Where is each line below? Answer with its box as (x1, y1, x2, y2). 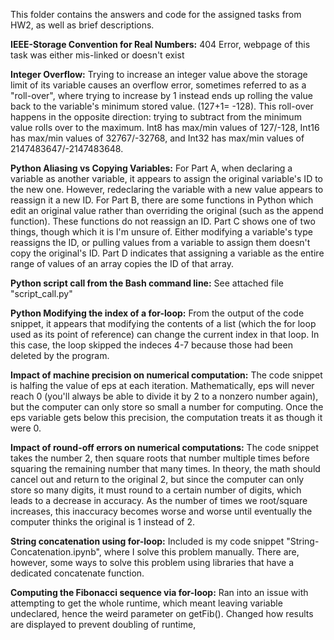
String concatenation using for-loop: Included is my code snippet (10, 535, 285, 547)
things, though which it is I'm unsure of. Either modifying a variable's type (10, 226, 313, 238)
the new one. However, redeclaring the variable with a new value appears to (10, 184, 324, 195)
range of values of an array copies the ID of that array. (10, 258, 235, 269)
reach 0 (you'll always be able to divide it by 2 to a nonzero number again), (10, 390, 319, 402)
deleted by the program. (10, 350, 110, 361)
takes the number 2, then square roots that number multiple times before (10, 452, 310, 464)
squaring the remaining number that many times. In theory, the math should (10, 463, 321, 474)
